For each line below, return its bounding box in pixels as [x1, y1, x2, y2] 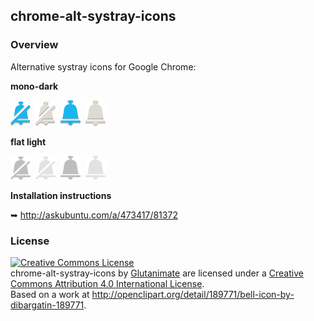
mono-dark [10, 80, 59, 92]
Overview [10, 38, 59, 52]
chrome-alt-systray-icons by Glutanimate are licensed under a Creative [10, 267, 304, 279]
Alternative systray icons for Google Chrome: [10, 60, 197, 73]
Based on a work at [10, 288, 90, 300]
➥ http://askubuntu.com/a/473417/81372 [10, 209, 178, 221]
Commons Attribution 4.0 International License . [10, 277, 205, 289]
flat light [10, 135, 47, 148]
